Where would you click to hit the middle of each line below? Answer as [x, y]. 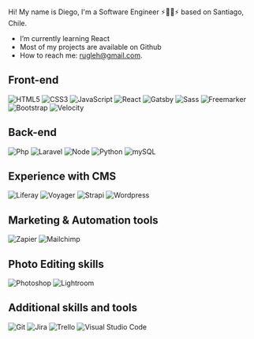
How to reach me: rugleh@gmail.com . [81, 55]
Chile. [18, 23]
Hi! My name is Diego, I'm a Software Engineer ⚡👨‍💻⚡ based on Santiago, [126, 12]
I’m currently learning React [65, 38]
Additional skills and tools [73, 308]
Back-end [33, 132]
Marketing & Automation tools [84, 220]
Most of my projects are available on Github [90, 47]
